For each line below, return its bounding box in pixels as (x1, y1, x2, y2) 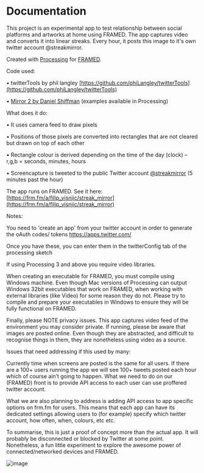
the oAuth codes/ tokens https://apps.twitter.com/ (6, 230, 132, 238)
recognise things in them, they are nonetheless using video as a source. (6, 336, 187, 343)
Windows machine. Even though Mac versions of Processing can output (6, 279, 188, 286)
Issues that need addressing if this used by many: (6, 348, 131, 355)
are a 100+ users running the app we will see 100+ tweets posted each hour (6, 366, 197, 373)
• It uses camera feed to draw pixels (6, 121, 97, 128)
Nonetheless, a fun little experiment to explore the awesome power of (6, 441, 181, 449)
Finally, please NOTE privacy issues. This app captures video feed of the (6, 317, 189, 324)
